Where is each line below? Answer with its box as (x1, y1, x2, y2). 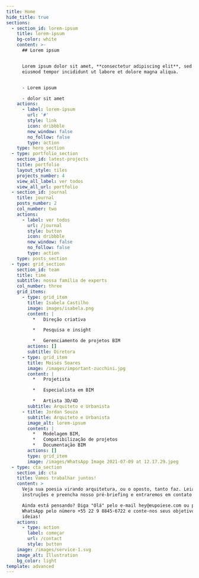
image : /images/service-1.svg (17, 547, 92, 552)
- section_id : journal (11, 189, 68, 195)
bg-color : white (17, 36, 57, 42)
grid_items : (17, 289, 46, 295)
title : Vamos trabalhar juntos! (17, 475, 97, 481)
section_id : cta (17, 470, 57, 476)
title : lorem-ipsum (17, 31, 65, 37)
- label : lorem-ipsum (21, 106, 76, 113)
